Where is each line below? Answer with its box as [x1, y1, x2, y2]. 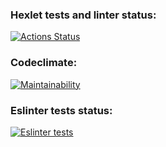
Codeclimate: [10, 56, 78, 70]
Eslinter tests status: [10, 103, 113, 117]
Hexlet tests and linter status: [10, 8, 157, 22]
